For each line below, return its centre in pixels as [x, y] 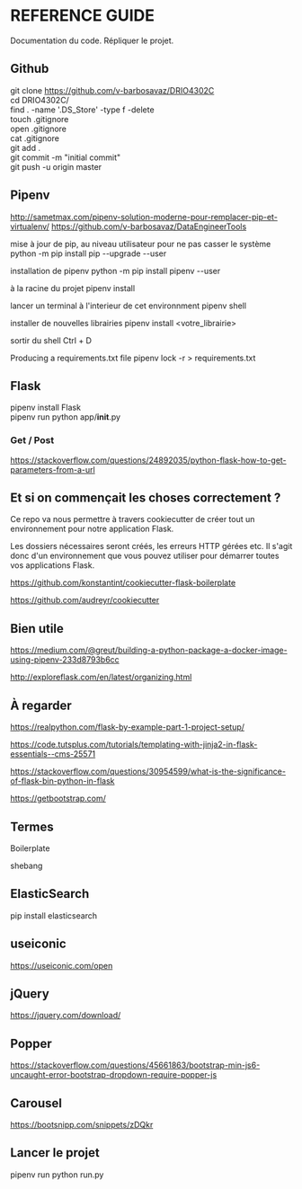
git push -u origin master [56, 166]
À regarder [41, 705]
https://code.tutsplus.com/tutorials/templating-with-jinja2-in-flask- [134, 745]
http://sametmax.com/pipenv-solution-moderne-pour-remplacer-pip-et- [144, 217]
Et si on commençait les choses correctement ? [146, 498]
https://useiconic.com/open [62, 965]
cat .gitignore [35, 138]
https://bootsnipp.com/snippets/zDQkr [82, 1124]
